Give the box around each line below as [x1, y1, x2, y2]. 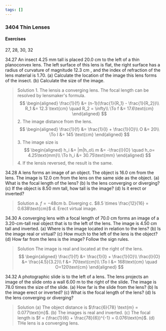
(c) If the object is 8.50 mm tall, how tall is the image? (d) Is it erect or [5, 185, 147, 191]
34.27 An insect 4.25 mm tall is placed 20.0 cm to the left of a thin [5, 56, 140, 62]
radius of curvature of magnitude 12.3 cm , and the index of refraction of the [5, 67, 161, 73]
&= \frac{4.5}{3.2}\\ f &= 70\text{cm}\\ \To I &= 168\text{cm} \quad [21, 259, 158, 265]
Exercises [5, 36, 26, 42]
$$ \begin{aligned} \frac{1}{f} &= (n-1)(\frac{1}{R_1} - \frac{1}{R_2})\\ [19, 100, 160, 106]
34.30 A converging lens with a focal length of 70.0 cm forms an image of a [5, 215, 160, 221]
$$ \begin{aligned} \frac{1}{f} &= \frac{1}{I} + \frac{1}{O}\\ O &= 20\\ [19, 126, 160, 132]
